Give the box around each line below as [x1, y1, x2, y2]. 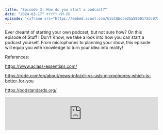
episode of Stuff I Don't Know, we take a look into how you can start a [5, 34, 145, 40]
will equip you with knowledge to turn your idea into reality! [5, 45, 123, 51]
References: [5, 54, 29, 60]
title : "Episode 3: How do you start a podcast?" [5, 7, 108, 12]
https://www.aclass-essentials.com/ [5, 63, 77, 69]
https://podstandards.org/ [5, 88, 57, 93]
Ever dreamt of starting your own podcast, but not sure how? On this [5, 30, 142, 35]
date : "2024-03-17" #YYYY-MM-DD [5, 12, 70, 16]
